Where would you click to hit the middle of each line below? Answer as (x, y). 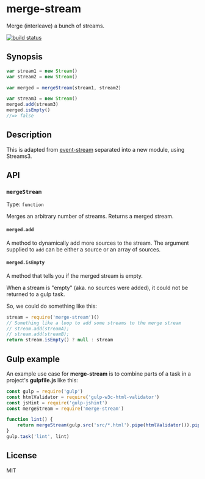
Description (29, 135)
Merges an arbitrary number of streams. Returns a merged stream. (90, 217)
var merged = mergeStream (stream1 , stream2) (64, 87)
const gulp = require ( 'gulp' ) (45, 391)
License (22, 455)
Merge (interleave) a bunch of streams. (56, 26)
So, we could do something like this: (52, 306)
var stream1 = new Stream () (42, 71)
